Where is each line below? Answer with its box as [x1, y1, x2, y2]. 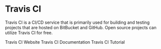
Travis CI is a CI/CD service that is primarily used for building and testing [5, 19, 150, 25]
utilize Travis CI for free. [5, 30, 53, 35]
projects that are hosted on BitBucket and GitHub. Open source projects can [5, 24, 157, 30]
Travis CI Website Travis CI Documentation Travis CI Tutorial [5, 39, 125, 45]
